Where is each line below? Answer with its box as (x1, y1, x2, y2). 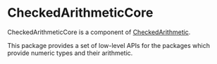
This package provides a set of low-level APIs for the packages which (7, 41, 210, 49)
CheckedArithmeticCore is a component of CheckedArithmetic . (7, 28, 191, 36)
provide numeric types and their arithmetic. (7, 49, 133, 57)
